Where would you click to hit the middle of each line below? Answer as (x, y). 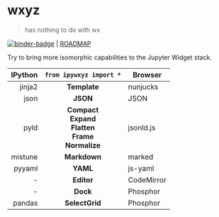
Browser (147, 74)
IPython (24, 74)
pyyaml (26, 168)
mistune (24, 157)
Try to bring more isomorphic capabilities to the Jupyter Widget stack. (110, 57)
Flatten (83, 128)
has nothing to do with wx (62, 30)
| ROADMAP (73, 43)
